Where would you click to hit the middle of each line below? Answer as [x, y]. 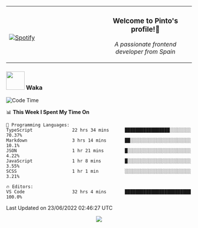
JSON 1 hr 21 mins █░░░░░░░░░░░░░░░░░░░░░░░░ [99, 151]
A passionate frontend [146, 44]
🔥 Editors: [20, 187]
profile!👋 [146, 29]
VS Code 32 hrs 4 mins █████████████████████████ [99, 192]
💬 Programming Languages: [38, 125]
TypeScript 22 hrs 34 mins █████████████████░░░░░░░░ [99, 130]
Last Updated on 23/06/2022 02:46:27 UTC [60, 208]
